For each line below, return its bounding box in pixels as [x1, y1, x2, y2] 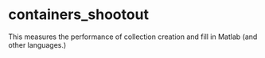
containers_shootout [8, 6, 150, 24]
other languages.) [8, 40, 67, 49]
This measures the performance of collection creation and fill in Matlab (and [8, 32, 258, 41]
